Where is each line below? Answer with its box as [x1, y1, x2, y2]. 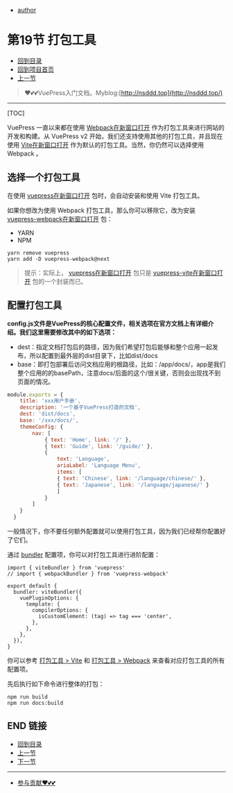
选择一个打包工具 [7, 171, 80, 183]
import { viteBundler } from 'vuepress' [7, 565, 126, 572]
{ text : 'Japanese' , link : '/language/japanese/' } [56, 481, 209, 488]
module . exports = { [7, 391, 64, 398]
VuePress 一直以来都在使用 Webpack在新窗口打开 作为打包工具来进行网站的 [7, 123, 225, 131]
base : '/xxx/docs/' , [19, 417, 79, 424]
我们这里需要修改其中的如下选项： [19, 327, 116, 336]
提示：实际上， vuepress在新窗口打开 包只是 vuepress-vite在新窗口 [24, 268, 217, 277]
